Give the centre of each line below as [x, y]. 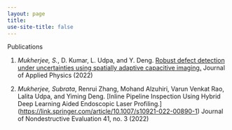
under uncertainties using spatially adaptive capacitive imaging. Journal [121, 68]
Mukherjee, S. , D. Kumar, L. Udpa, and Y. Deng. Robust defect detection [121, 60]
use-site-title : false [40, 27]
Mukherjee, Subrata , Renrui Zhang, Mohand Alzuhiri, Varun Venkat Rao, [121, 89]
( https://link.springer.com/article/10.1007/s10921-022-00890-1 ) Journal [120, 111]
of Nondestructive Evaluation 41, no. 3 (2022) [83, 119]
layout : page [26, 14]
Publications [25, 47]
